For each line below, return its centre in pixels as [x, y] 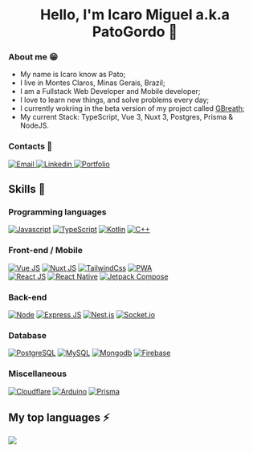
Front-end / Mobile [45, 251]
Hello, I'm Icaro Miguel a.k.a [135, 15]
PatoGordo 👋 [135, 32]
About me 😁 [33, 57]
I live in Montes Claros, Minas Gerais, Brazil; [93, 83]
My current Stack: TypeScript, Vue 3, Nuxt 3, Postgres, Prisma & [126, 117]
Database [27, 335]
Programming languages [57, 212]
